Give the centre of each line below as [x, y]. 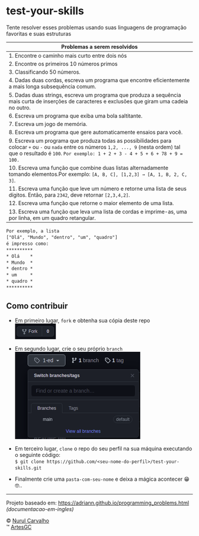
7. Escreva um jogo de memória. [48, 124]
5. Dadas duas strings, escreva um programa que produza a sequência [95, 95]
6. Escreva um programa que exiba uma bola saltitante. [76, 116]
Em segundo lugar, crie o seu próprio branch [69, 348]
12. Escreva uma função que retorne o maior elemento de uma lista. [91, 203]
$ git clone [29, 462]
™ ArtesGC [19, 526]
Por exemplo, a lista [33, 231]
